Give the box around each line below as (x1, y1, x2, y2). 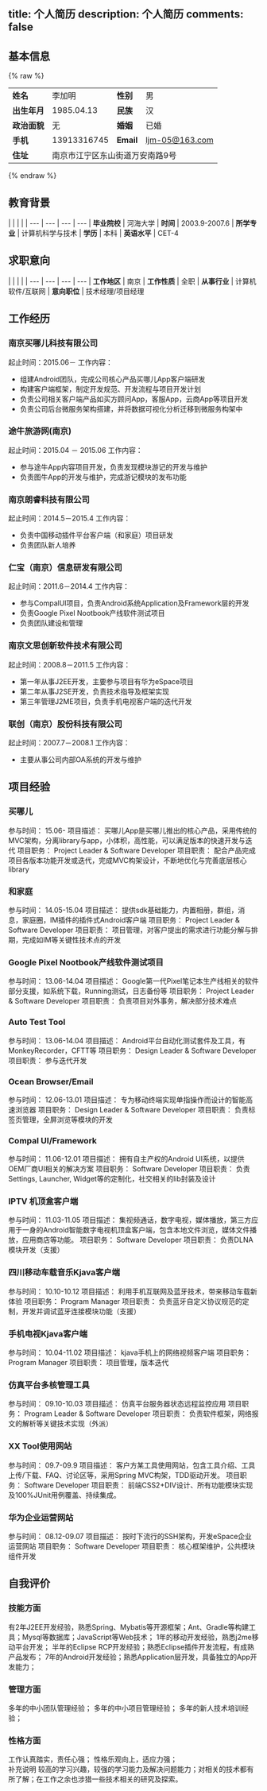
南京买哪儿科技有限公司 (8, 338, 98, 349)
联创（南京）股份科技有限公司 (8, 718, 123, 729)
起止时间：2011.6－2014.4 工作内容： (8, 582, 130, 591)
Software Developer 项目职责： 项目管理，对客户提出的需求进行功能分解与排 (8, 925, 258, 934)
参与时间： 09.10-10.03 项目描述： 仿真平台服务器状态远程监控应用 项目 (8, 1399, 242, 1409)
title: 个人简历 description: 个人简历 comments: (8, 7, 244, 21)
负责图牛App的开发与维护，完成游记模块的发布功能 (19, 472, 187, 482)
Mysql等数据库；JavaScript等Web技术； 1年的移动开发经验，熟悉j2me (21, 1632, 252, 1642)
